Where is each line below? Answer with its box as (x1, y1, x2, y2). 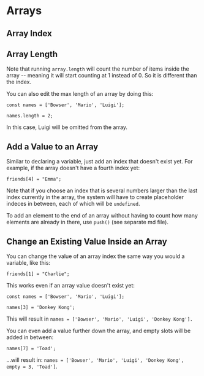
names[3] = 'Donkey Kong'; (6, 305, 75, 311)
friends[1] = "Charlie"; (6, 271, 70, 277)
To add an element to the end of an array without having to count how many (6, 212, 198, 219)
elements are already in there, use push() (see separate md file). (6, 219, 168, 226)
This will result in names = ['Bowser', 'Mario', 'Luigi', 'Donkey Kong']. (6, 315, 193, 323)
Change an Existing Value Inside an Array (6, 236, 167, 246)
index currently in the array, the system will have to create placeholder (6, 194, 184, 201)
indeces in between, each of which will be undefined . (6, 200, 140, 208)
